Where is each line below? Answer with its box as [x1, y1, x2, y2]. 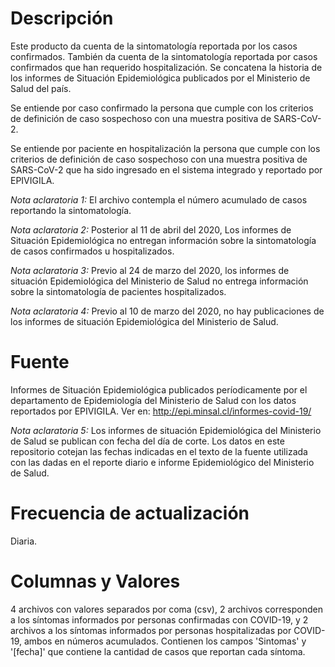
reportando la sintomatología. [10, 204, 132, 216]
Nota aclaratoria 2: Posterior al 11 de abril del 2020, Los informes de [10, 223, 292, 236]
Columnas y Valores [10, 570, 181, 592]
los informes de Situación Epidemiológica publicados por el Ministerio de [10, 72, 311, 84]
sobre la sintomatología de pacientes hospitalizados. [10, 285, 227, 297]
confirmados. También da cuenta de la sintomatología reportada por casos [10, 50, 318, 62]
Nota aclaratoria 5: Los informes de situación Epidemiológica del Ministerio [10, 424, 322, 436]
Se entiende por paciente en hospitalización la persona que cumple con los [10, 142, 321, 154]
